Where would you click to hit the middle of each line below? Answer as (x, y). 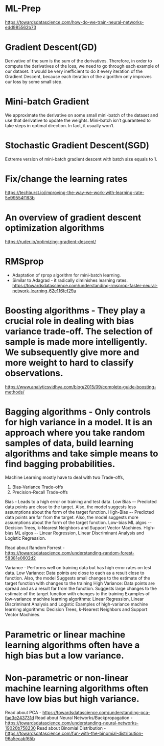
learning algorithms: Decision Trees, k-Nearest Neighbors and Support (76, 609)
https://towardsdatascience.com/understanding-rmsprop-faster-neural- (85, 285)
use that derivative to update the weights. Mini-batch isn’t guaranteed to (78, 120)
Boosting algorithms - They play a (75, 310)
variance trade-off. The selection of (79, 331)
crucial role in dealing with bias (70, 321)
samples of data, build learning (69, 443)
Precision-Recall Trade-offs (40, 492)
